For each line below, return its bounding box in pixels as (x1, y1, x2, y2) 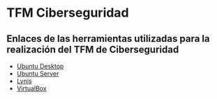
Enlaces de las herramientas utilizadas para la (6, 33, 210, 45)
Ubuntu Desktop (16, 62, 64, 70)
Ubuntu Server (16, 70, 59, 77)
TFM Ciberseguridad (6, 5, 130, 21)
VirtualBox (16, 84, 47, 92)
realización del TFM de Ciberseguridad (6, 43, 179, 55)
